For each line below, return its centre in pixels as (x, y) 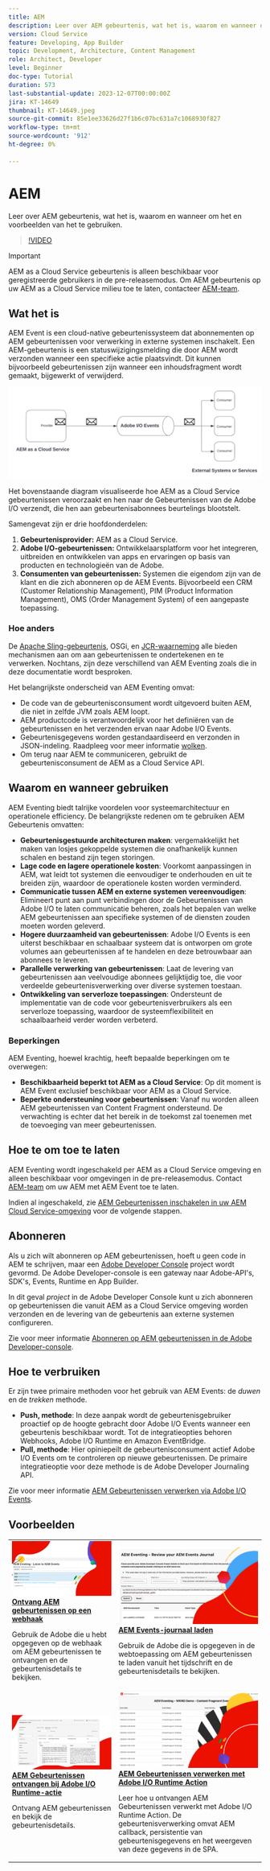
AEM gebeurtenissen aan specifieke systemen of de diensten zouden (135, 917)
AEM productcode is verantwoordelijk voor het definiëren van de (127, 719)
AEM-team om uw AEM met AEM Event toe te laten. (94, 1186)
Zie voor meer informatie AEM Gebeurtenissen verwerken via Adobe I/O (127, 1491)
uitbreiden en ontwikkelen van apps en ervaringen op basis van (125, 556)
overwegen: (28, 1066)
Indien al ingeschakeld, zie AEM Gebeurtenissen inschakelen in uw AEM (127, 1202)
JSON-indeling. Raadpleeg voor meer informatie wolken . (113, 745)
